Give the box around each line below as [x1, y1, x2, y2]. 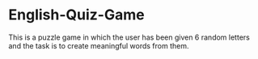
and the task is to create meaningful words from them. [8, 40, 189, 50]
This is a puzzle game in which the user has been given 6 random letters [8, 32, 251, 42]
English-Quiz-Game [8, 6, 145, 24]
